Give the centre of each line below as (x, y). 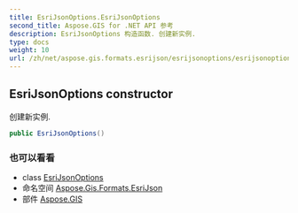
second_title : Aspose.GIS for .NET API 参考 (91, 26)
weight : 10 (29, 50)
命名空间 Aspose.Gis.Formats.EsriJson (92, 187)
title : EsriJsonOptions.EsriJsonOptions (85, 17)
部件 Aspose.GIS (52, 199)
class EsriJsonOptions (63, 177)
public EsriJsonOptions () (57, 133)
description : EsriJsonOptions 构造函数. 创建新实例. (103, 34)
